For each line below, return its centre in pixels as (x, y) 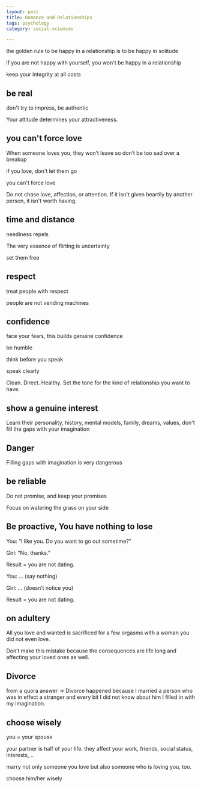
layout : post (22, 12)
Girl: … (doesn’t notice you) (40, 587)
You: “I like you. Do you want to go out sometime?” (69, 541)
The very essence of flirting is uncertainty (58, 246)
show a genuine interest (52, 408)
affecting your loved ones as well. (48, 657)
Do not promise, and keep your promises (56, 496)
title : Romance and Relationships (49, 17)
